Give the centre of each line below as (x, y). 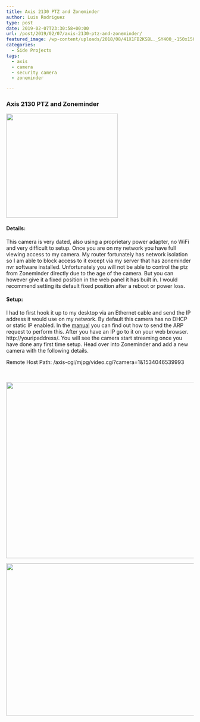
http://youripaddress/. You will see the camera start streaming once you (94, 338)
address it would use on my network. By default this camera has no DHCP (97, 319)
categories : (21, 45)
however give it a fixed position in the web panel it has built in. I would (92, 280)
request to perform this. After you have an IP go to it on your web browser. (97, 331)
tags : (13, 56)
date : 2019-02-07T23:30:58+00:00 (48, 28)
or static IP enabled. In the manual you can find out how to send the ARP (95, 325)
